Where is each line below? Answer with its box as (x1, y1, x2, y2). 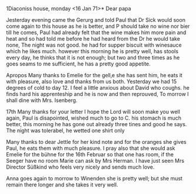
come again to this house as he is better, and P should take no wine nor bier (6, 23, 190, 29)
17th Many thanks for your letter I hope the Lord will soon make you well (6, 108, 181, 115)
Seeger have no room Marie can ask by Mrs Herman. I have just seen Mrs (6, 157, 184, 164)
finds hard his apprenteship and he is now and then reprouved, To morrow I (6, 91, 190, 97)
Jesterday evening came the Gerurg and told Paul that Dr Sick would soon (6, 17, 185, 23)
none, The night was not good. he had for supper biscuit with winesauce (6, 41, 182, 48)
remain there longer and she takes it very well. (6, 181, 119, 188)
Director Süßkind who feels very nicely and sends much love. (6, 163, 155, 170)
